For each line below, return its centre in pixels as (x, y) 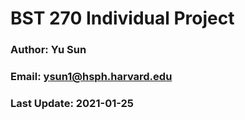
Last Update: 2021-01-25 (72, 103)
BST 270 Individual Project (122, 18)
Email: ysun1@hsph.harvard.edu (91, 77)
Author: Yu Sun (48, 50)
